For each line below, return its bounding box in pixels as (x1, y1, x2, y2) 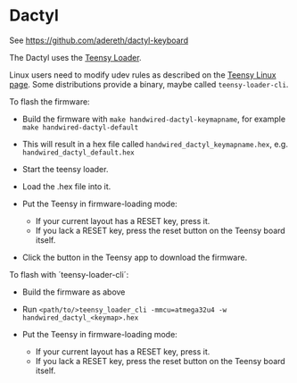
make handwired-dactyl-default (21, 122, 139, 132)
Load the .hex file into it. (21, 180, 111, 192)
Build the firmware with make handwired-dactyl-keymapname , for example (21, 113, 286, 124)
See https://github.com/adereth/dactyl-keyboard (9, 35, 189, 46)
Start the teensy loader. (21, 163, 109, 174)
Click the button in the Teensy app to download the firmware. (21, 252, 248, 262)
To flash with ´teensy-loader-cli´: (9, 269, 129, 279)
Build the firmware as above (21, 287, 126, 297)
